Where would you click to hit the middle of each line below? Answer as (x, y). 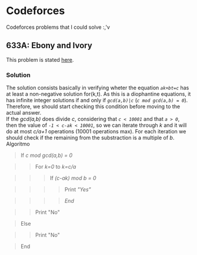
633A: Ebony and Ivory (49, 46)
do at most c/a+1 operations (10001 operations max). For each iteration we (96, 132)
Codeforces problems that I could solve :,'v (58, 27)
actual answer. (24, 113)
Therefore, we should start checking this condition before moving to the (93, 106)
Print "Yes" (78, 190)
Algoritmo (18, 144)
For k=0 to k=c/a (56, 167)
